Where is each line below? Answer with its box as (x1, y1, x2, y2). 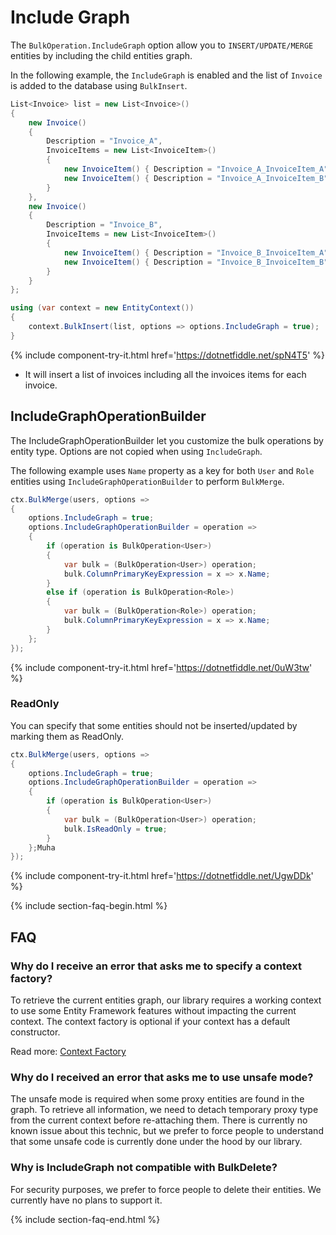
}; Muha (28, 842, 56, 853)
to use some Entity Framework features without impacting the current (10, 1004, 297, 1016)
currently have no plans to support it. (10, 1194, 163, 1206)
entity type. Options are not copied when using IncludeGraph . (10, 445, 263, 457)
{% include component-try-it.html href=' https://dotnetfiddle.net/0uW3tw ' (10, 661, 313, 673)
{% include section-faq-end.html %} (10, 1213, 161, 1225)
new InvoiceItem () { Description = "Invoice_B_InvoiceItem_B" (63, 257, 329, 267)
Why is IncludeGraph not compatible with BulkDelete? (10, 1161, 278, 1175)
